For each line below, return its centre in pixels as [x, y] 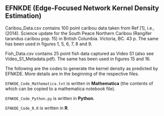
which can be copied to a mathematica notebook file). [60, 89]
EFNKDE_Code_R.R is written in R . [37, 108]
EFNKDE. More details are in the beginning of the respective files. [72, 74]
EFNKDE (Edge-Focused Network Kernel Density [82, 8]
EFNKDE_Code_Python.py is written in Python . [50, 98]
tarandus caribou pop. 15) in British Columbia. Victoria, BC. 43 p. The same [82, 38]
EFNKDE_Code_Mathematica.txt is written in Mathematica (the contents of [79, 83]
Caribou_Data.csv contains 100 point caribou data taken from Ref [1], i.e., [80, 28]
